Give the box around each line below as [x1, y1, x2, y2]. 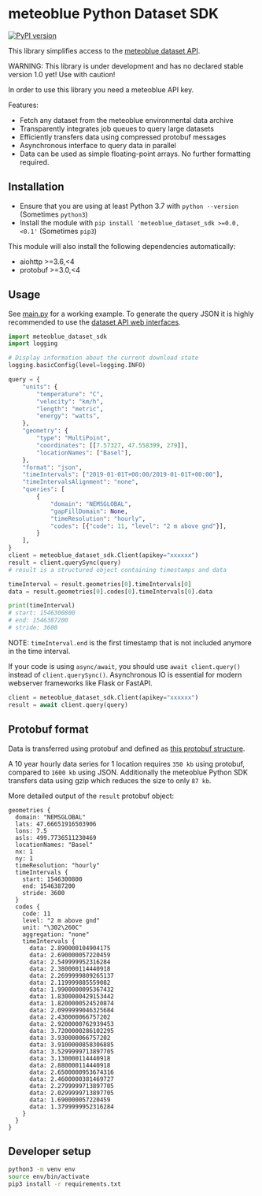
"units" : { [22, 383, 58, 391]
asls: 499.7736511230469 [15, 834, 97, 841]
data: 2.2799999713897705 [28, 1082, 114, 1090]
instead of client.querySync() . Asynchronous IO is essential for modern [8, 670, 242, 679]
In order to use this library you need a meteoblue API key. [8, 84, 194, 95]
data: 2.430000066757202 [28, 1013, 111, 1021]
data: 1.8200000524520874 [28, 999, 114, 1007]
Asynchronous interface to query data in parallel [19, 140, 177, 150]
